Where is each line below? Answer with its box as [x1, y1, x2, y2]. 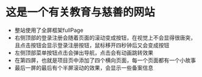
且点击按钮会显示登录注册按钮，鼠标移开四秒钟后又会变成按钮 [14, 42, 170, 49]
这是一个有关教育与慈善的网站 [5, 5, 156, 19]
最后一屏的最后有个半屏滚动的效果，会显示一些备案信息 [14, 64, 153, 71]
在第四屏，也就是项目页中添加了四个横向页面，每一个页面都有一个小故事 [14, 57, 196, 64]
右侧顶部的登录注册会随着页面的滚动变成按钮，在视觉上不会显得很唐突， [14, 34, 196, 41]
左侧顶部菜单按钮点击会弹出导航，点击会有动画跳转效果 [14, 49, 153, 56]
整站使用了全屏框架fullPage [14, 26, 83, 34]
